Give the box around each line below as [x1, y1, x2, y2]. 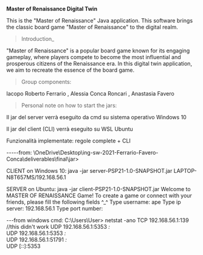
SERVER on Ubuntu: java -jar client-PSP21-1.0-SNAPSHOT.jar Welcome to [6, 186, 191, 192]
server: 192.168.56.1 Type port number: [6, 205, 103, 212]
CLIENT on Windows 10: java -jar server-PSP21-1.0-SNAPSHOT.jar [6, 167, 173, 174]
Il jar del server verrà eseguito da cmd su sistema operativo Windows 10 [6, 114, 187, 121]
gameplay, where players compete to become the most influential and [6, 54, 181, 60]
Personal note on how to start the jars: [21, 102, 117, 109]
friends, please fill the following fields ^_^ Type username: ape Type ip [6, 198, 181, 206]
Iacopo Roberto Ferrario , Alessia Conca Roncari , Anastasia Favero [6, 90, 174, 97]
